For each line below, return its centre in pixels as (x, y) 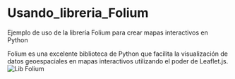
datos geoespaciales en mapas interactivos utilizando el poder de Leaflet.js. (118, 61)
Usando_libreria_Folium (78, 13)
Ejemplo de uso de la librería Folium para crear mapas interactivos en (108, 32)
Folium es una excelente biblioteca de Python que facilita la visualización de (117, 54)
